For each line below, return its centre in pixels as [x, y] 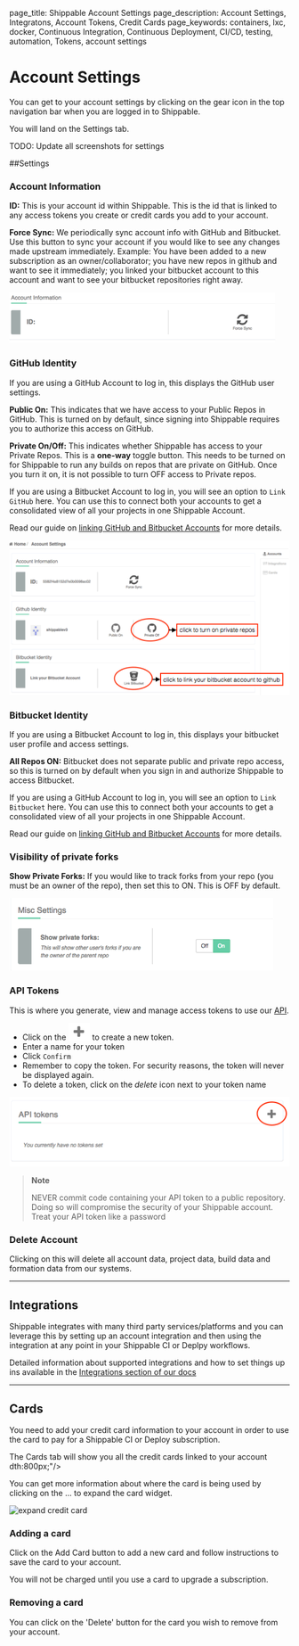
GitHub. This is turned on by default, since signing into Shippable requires [145, 419]
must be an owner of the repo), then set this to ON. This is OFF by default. [145, 885]
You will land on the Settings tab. [69, 128]
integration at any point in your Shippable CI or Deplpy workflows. [130, 1346]
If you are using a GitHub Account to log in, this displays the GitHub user [142, 383]
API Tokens [34, 991]
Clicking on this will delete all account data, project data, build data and [140, 1259]
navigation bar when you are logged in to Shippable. [105, 111]
